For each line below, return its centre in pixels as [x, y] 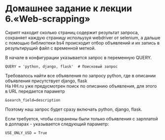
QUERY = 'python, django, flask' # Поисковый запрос [62, 67]
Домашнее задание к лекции [68, 9]
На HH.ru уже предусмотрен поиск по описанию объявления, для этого [81, 86]
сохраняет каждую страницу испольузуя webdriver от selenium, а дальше [83, 38]
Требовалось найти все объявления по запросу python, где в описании [81, 75]
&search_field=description [33, 100]
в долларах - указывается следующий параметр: [57, 124]
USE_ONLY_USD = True [26, 133]
